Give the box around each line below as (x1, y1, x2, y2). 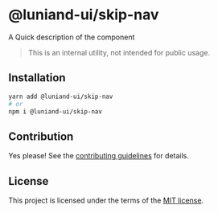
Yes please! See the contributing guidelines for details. (8, 151, 189, 161)
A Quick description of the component (8, 32, 135, 42)
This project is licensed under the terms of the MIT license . (8, 195, 204, 205)
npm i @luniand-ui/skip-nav (8, 107, 103, 116)
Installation (8, 71, 66, 85)
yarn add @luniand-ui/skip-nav (8, 92, 113, 100)
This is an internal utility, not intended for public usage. (27, 47, 211, 57)
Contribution (8, 129, 74, 143)
